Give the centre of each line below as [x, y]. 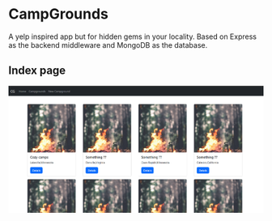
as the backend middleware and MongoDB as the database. [108, 45]
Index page [37, 71]
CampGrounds [59, 14]
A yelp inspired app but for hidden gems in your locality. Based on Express [133, 36]
